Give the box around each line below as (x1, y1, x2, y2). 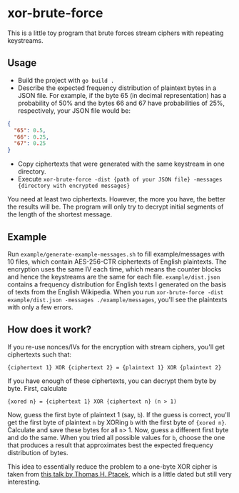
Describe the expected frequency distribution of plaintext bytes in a (17, 84, 217, 92)
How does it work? (7, 324, 92, 336)
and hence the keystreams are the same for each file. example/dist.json (7, 272, 220, 281)
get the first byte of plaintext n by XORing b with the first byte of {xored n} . (7, 418, 227, 427)
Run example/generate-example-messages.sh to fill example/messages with (7, 249, 225, 258)
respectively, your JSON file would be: (17, 106, 131, 115)
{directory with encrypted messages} (17, 182, 131, 190)
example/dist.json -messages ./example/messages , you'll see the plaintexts (7, 295, 228, 304)
